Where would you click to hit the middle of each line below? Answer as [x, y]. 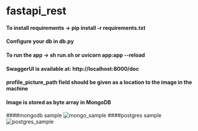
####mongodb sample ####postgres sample [84, 116]
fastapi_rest [36, 11]
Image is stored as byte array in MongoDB [59, 102]
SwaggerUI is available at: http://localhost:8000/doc [73, 68]
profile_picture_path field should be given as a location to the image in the [99, 82]
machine [17, 89]
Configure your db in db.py [40, 41]
